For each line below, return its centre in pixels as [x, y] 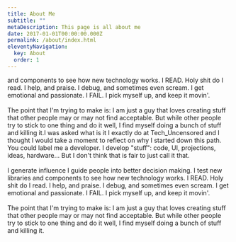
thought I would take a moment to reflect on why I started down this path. [114, 140]
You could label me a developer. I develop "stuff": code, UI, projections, [112, 148]
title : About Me [31, 14]
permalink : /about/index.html [52, 40]
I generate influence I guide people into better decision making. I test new [115, 170]
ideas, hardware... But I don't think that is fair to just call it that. [99, 155]
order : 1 [27, 60]
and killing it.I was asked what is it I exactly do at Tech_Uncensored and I [113, 132]
